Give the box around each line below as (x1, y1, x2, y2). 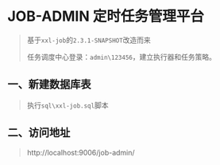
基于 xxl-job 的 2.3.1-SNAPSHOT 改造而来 (26, 35, 152, 45)
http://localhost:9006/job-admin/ (26, 147, 136, 157)
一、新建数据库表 (7, 77, 91, 92)
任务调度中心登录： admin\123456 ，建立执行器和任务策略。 (26, 52, 216, 61)
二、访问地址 (7, 126, 71, 139)
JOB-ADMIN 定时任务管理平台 (7, 7, 204, 26)
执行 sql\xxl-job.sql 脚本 (26, 100, 109, 110)
